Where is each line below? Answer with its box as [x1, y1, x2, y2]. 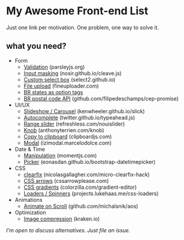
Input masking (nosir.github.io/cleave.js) [23, 70, 122, 77]
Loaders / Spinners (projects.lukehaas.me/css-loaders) [23, 189, 159, 197]
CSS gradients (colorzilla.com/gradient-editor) [23, 183, 137, 191]
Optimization [14, 208, 46, 216]
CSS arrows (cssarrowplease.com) [23, 177, 109, 184]
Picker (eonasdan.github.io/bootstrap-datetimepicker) [23, 158, 156, 165]
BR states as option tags [23, 88, 83, 96]
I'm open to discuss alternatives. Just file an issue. [6, 226, 131, 233]
